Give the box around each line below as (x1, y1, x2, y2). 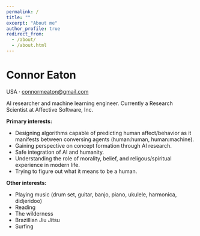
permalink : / (6, 8, 39, 15)
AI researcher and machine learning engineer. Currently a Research (6, 100, 173, 107)
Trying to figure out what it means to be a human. (14, 168, 138, 175)
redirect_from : (6, 31, 44, 37)
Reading (14, 204, 36, 211)
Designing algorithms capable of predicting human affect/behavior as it (14, 129, 192, 136)
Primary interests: (6, 118, 53, 125)
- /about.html (11, 43, 47, 49)
